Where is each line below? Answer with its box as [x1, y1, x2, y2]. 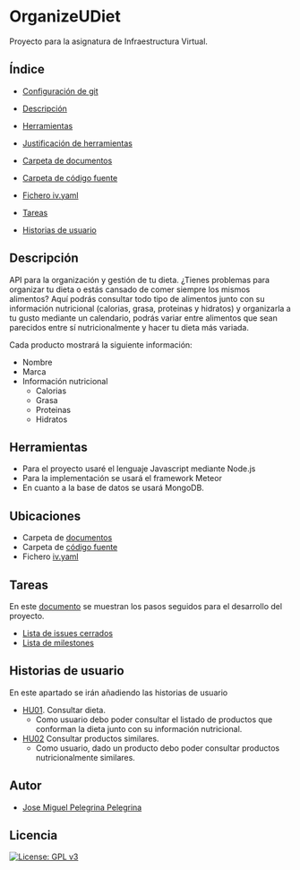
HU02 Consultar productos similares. [21, 733, 159, 744]
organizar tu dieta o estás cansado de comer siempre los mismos [9, 284, 251, 295]
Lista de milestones [21, 638, 94, 648]
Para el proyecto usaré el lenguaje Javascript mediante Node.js [21, 463, 256, 474]
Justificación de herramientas [21, 137, 133, 149]
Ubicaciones [9, 508, 81, 523]
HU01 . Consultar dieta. [21, 704, 106, 715]
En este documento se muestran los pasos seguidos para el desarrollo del [9, 601, 283, 611]
